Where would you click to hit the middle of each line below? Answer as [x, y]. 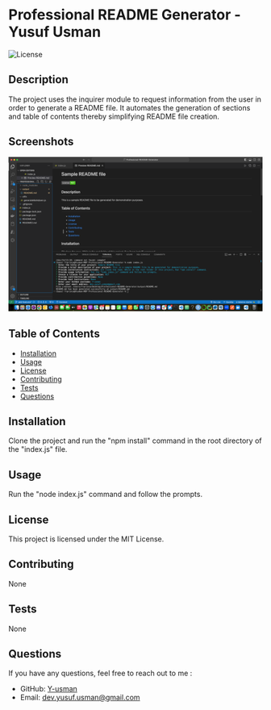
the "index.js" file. [38, 449]
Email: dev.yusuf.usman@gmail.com [80, 697]
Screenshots [41, 142]
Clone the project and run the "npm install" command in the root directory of [135, 441]
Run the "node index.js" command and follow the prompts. [106, 495]
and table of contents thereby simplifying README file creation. [114, 116]
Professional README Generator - [125, 15]
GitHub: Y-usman [49, 689]
